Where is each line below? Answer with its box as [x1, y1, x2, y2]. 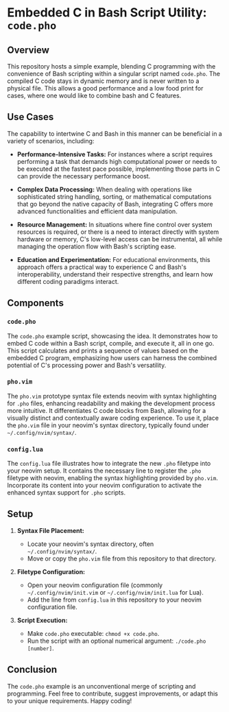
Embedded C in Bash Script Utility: [7, 5, 207, 21]
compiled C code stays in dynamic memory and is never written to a [7, 77, 200, 85]
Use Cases [7, 111, 54, 123]
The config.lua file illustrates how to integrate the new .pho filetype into [7, 460, 211, 468]
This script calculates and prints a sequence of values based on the [7, 346, 199, 355]
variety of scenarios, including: [7, 137, 95, 145]
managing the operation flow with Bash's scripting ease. [16, 242, 176, 250]
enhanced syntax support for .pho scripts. [7, 488, 125, 497]
